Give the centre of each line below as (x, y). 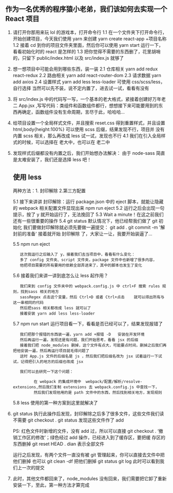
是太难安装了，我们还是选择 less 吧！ (52, 159)
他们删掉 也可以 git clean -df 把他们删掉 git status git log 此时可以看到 (86, 461)
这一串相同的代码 (28, 302)
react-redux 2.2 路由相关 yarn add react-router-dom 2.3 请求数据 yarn (87, 75)
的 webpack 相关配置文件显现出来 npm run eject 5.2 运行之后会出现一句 (89, 208)
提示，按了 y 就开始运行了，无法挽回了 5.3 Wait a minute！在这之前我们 (88, 214)
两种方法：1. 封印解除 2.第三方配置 (49, 190)
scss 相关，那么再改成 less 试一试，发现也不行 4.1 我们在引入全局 (92, 136)
